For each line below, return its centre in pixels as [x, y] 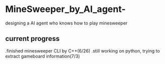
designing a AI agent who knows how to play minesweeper [66, 23]
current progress [32, 39]
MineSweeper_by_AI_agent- [66, 9]
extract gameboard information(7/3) [43, 56]
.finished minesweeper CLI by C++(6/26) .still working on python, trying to [82, 50]
